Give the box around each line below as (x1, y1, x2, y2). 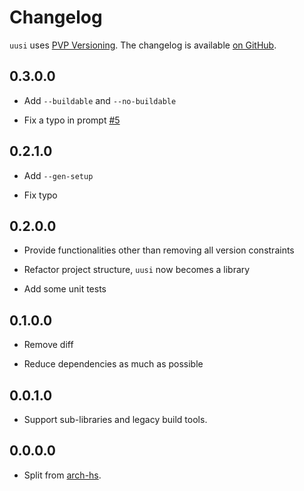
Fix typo (23, 189, 58, 201)
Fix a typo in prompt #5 (23, 114, 121, 126)
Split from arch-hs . (23, 469, 102, 481)
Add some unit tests (23, 283, 107, 295)
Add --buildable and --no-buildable (23, 94, 177, 106)
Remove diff (23, 339, 74, 351)
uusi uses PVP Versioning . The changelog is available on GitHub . (9, 39, 277, 51)
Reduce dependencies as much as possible (23, 358, 204, 370)
